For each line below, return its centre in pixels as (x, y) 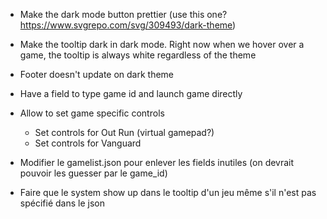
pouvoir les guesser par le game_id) (93, 173)
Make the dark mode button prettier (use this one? (123, 14)
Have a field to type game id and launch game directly (131, 93)
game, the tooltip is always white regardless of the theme (138, 55)
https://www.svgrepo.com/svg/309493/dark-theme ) (128, 25)
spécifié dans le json (62, 203)
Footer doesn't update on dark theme (97, 74)
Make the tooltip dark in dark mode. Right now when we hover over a (162, 44)
